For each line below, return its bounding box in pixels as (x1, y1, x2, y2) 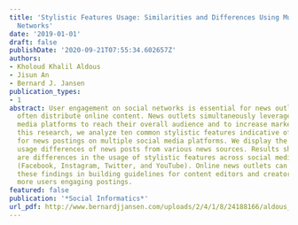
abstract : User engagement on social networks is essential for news (9, 104, 272, 112)
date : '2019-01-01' (9, 29, 82, 38)
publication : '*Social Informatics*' (9, 194, 149, 204)
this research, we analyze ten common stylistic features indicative (17, 128, 279, 137)
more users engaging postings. (17, 178, 133, 187)
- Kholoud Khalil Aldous (9, 63, 101, 72)
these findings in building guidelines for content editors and (17, 169, 260, 178)
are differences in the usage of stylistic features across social (17, 152, 272, 162)
